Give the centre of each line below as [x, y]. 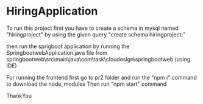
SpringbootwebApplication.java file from [57, 52]
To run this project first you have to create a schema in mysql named [92, 28]
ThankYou [19, 95]
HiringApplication [52, 11]
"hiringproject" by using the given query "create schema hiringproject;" [96, 34]
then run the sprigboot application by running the [68, 46]
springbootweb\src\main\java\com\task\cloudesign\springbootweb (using [98, 59]
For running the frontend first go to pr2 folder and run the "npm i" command [101, 77]
